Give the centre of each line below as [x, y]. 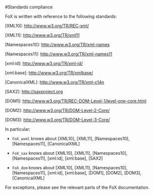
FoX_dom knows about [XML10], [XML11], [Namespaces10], [70, 168]
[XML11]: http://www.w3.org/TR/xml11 [43, 35]
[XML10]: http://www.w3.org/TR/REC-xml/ [47, 26]
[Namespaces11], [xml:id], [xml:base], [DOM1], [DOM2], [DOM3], [77, 173]
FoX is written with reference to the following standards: [61, 16]
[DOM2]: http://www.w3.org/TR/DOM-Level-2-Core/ [58, 110]
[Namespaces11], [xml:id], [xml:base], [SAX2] [57, 158]
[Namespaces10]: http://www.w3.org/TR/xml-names [58, 45]
